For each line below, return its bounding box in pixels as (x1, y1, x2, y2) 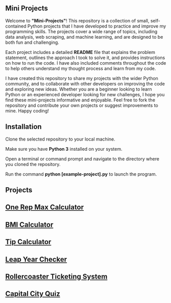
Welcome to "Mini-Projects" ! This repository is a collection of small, (5, 17, 150, 23)
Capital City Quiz (5, 290, 60, 298)
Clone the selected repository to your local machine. (5, 136, 116, 142)
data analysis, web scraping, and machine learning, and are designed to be (5, 34, 163, 40)
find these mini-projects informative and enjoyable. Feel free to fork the (5, 97, 156, 103)
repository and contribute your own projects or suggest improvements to (5, 102, 158, 108)
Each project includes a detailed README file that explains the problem (5, 49, 156, 55)
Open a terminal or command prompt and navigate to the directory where (5, 155, 160, 162)
